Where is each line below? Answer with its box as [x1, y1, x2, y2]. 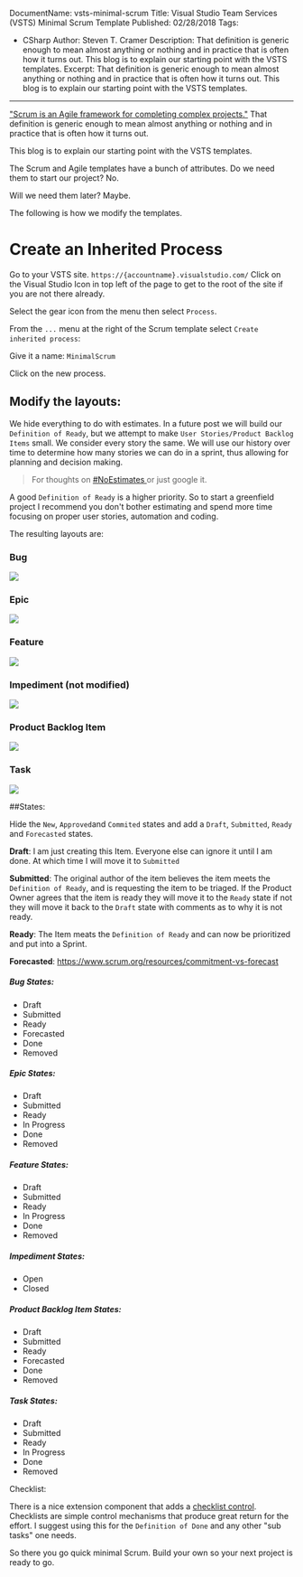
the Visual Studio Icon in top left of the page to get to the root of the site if [9, 278, 284, 289]
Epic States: [9, 1068, 56, 1079]
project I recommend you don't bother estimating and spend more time [9, 501, 273, 512]
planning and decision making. [9, 456, 124, 467]
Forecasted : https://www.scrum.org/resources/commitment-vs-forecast [9, 955, 280, 966]
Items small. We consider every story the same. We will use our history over [9, 437, 291, 448]
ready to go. [9, 1557, 55, 1568]
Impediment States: [9, 1251, 86, 1262]
